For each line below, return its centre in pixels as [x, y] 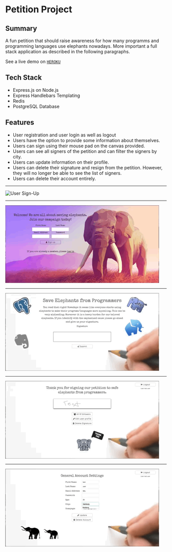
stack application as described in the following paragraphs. [68, 52]
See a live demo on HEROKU [33, 62]
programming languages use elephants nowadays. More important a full [81, 46]
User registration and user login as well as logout [64, 135]
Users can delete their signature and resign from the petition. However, [88, 167]
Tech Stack [24, 78]
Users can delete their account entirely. [54, 179]
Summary [21, 28]
